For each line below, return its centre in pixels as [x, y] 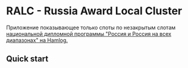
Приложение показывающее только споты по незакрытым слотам [91, 27]
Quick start [27, 59]
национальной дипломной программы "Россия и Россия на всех [89, 33]
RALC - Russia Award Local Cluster [94, 11]
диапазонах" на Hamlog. [37, 40]
